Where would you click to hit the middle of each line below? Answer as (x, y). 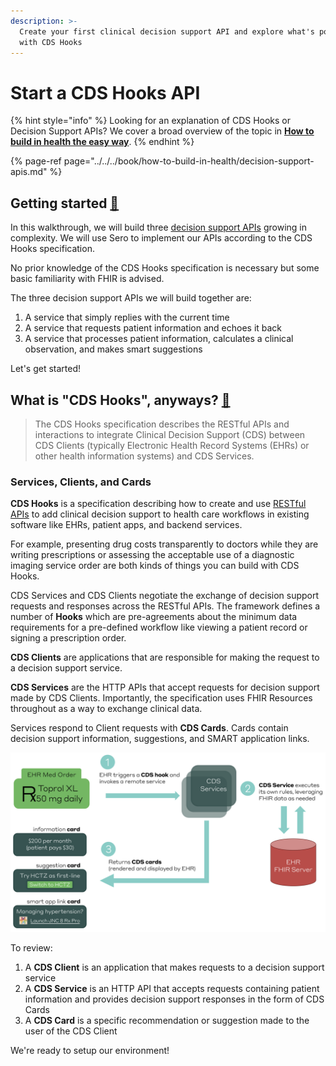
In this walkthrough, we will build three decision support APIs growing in (159, 227)
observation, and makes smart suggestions (113, 349)
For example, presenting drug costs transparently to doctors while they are (164, 544)
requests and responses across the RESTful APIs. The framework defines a (165, 606)
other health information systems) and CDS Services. (144, 456)
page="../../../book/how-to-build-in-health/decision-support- (189, 161)
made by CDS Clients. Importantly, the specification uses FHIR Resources (161, 698)
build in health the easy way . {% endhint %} (102, 142)
